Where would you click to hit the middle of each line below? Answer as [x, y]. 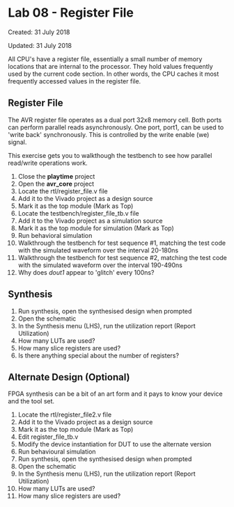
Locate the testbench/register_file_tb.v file [78, 213]
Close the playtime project [56, 176]
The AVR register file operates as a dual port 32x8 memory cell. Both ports [115, 120]
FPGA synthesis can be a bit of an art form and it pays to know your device [115, 394]
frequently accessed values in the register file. [75, 81]
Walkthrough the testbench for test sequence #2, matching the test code [122, 257]
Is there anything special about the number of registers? [99, 355]
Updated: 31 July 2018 [40, 45]
